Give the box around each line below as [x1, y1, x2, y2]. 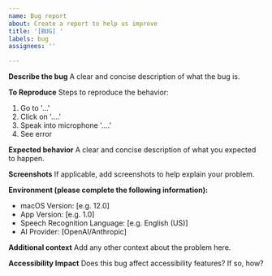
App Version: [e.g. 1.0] [19, 209, 95, 220]
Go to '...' [19, 103, 50, 113]
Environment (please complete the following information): [8, 185, 209, 195]
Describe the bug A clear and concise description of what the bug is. [8, 72, 240, 81]
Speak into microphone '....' [19, 120, 112, 130]
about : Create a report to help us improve [8, 20, 158, 28]
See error [19, 129, 53, 139]
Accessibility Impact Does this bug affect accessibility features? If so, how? [8, 258, 264, 269]
